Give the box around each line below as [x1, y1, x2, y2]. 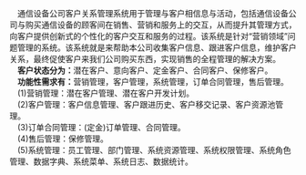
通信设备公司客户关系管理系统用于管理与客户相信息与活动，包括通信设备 [17, 8, 289, 18]
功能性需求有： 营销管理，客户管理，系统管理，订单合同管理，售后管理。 [17, 77, 289, 87]
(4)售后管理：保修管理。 [17, 133, 109, 144]
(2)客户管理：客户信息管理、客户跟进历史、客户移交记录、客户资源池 [17, 99, 276, 109]
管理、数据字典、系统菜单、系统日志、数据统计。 [9, 156, 193, 167]
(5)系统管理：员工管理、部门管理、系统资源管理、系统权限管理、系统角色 [17, 145, 291, 155]
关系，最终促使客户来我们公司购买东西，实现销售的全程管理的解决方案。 [9, 54, 280, 64]
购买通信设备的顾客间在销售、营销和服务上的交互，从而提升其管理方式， [25, 19, 297, 30]
